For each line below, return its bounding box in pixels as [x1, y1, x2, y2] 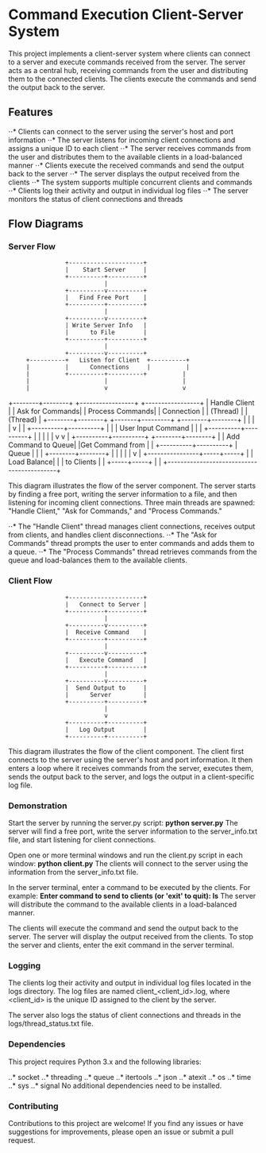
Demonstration [8, 800, 67, 811]
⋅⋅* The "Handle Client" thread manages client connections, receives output [8, 522, 256, 532]
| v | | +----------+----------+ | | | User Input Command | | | [8, 424, 202, 433]
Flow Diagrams [8, 217, 84, 231]
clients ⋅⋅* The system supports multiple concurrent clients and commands [8, 177, 253, 187]
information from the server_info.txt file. [8, 868, 139, 877]
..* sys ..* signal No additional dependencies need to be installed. [8, 1081, 222, 1090]
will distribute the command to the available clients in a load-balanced [8, 900, 237, 909]
